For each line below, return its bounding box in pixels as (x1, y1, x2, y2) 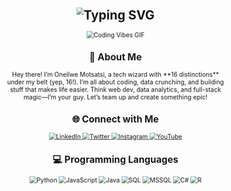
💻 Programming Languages (52, 153, 179, 165)
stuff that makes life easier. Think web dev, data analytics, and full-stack (9, 85, 222, 94)
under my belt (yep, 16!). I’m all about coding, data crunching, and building (6, 77, 225, 86)
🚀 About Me (89, 51, 142, 63)
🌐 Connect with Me (72, 114, 159, 126)
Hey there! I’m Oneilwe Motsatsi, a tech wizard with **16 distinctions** (11, 70, 220, 78)
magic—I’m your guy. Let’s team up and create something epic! (23, 92, 208, 101)
